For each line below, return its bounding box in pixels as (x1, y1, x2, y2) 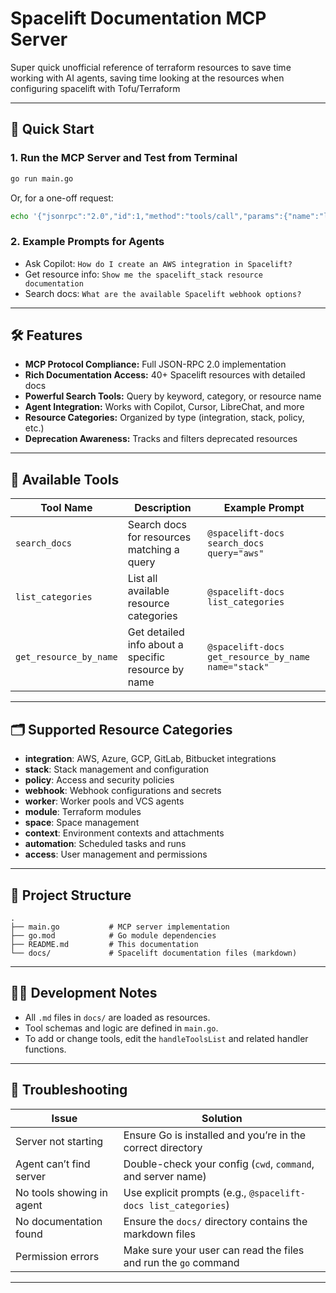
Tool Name (40, 501, 93, 515)
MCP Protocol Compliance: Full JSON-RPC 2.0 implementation (24, 358, 287, 371)
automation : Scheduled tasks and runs (24, 838, 187, 850)
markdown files (123, 1227, 196, 1241)
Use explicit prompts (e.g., (123, 1185, 247, 1199)
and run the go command (123, 1255, 240, 1269)
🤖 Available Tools (10, 471, 120, 488)
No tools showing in (15, 1185, 108, 1199)
